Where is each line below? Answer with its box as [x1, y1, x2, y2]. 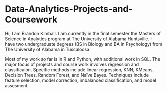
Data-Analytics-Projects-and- [5, 3, 133, 15]
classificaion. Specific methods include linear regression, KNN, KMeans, [5, 66, 154, 73]
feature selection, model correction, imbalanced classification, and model [5, 77, 156, 83]
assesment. [5, 82, 29, 88]
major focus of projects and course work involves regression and [5, 61, 139, 67]
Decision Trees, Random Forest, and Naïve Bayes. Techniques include [5, 72, 149, 78]
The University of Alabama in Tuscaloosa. [5, 46, 91, 52]
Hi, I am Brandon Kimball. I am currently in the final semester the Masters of [5, 30, 161, 36]
